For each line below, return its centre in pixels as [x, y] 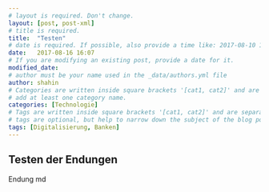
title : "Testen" [37, 38]
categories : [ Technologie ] [53, 105]
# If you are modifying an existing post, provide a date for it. [121, 61]
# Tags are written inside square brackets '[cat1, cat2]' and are [123, 113]
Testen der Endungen [63, 160]
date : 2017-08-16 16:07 [51, 53]
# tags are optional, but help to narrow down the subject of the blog [130, 120]
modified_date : [34, 68]
